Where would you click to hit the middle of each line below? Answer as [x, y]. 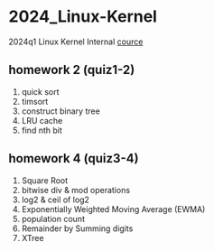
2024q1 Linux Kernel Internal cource [76, 42]
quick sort [40, 91]
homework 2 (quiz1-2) [72, 70]
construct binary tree [60, 111]
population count [53, 218]
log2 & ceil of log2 [55, 200]
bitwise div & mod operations [76, 190]
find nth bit [42, 130]
